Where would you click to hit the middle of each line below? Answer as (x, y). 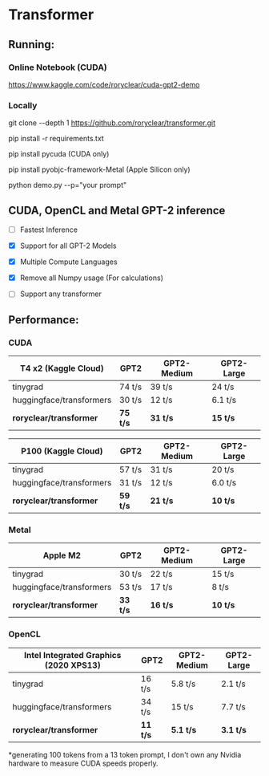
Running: (32, 45)
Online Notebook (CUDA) (58, 67)
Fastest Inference (49, 230)
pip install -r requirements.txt (56, 139)
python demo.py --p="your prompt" (68, 185)
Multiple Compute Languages (68, 262)
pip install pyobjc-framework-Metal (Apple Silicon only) (99, 169)
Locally (23, 105)
